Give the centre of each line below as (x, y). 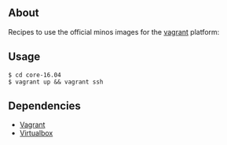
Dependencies (44, 106)
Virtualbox (36, 133)
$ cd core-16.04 (35, 75)
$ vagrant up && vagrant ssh (56, 82)
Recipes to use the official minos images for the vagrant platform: (114, 32)
